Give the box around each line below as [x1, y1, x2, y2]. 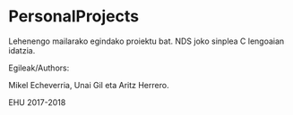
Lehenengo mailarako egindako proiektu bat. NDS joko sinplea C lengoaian [8, 36, 285, 46]
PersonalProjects [8, 6, 140, 27]
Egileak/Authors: [8, 62, 70, 73]
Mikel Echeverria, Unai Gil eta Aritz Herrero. [8, 79, 169, 90]
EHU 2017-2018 [8, 96, 66, 108]
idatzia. [8, 45, 36, 55]
